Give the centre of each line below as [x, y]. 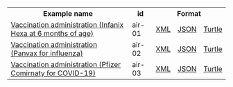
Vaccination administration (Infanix [67, 25]
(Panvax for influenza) [47, 53]
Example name [68, 13]
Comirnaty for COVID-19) [53, 73]
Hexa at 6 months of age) [52, 33]
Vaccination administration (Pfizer [66, 65]
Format [189, 13]
